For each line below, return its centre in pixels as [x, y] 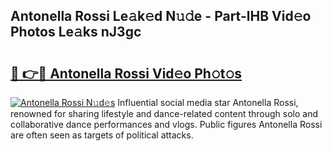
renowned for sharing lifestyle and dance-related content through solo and [164, 113]
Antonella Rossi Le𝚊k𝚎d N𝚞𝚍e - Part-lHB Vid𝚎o [161, 16]
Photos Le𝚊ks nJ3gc [76, 32]
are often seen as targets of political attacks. [102, 135]
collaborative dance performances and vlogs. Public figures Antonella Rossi [166, 124]
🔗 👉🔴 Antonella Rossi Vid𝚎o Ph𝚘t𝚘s [126, 73]
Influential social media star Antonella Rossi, [208, 102]
